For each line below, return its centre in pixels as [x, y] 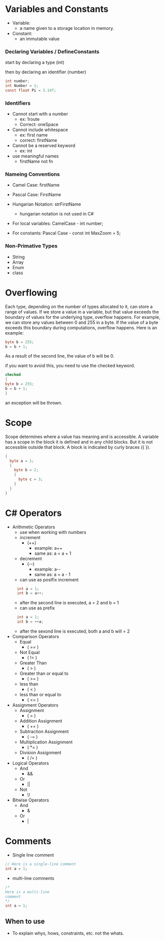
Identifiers [18, 103]
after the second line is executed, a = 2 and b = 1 [69, 603]
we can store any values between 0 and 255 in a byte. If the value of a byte [82, 322]
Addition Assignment [41, 721]
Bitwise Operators [31, 800]
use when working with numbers [53, 532]
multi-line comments [33, 878]
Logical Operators [31, 763]
